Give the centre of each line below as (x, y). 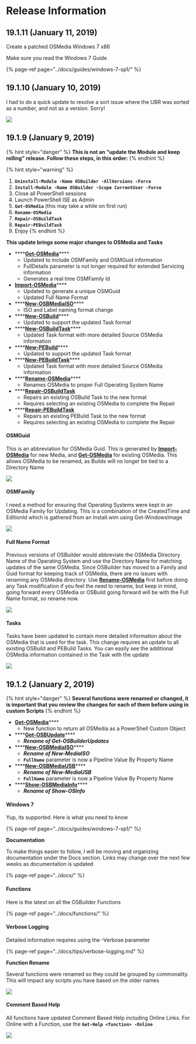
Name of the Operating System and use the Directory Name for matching (94, 561)
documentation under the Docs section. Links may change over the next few (98, 858)
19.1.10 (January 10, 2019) (54, 88)
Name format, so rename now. (42, 599)
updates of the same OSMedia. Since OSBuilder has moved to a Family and (97, 568)
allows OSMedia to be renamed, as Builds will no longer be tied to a (87, 461)
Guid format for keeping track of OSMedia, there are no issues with (87, 573)
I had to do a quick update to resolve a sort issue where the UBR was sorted (98, 102)
